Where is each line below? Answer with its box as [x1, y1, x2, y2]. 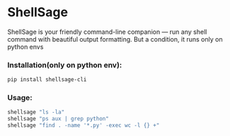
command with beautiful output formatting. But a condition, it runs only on [7, 35, 223, 43]
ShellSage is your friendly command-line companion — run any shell [7, 27, 207, 36]
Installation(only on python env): [7, 60, 122, 70]
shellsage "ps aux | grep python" [7, 116, 110, 123]
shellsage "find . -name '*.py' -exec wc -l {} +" [7, 122, 160, 129]
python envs [7, 42, 44, 51]
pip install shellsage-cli [7, 76, 87, 83]
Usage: [7, 93, 33, 103]
